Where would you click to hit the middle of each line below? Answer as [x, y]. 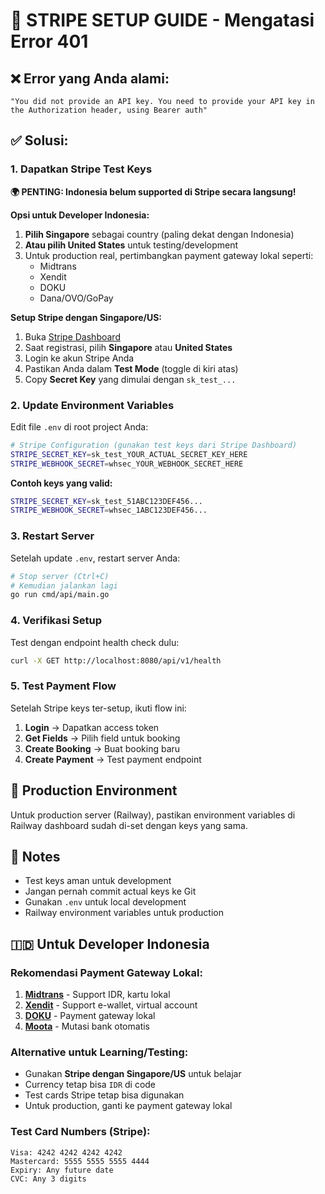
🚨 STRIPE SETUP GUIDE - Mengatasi [162, 20]
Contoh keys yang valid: [61, 483]
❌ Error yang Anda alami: [90, 78]
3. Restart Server [52, 536]
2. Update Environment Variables [92, 405]
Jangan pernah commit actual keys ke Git [110, 891]
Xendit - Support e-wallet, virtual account [111, 1005]
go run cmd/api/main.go [60, 595]
